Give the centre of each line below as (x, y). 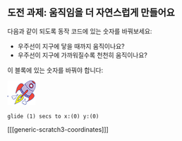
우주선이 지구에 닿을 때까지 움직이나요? (71, 46)
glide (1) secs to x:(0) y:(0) (53, 116)
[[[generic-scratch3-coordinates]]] (58, 129)
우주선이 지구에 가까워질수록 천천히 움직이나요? (83, 55)
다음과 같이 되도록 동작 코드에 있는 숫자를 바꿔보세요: (80, 31)
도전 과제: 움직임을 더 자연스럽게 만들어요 (91, 13)
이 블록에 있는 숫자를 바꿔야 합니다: (55, 70)
